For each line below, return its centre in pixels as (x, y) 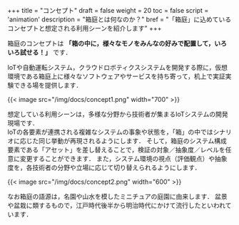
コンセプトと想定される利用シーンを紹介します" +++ (85, 28)
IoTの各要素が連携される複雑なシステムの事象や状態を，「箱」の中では (110, 132)
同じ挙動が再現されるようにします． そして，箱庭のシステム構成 (132, 141)
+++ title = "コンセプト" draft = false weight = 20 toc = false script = (108, 10)
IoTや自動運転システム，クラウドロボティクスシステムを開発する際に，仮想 (118, 67)
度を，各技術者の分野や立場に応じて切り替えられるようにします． (104, 167)
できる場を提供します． (48, 85)
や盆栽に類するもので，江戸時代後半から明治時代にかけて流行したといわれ (117, 205)
